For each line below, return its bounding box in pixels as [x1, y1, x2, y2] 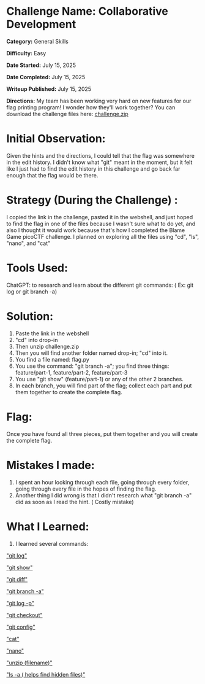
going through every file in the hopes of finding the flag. [15, 485, 157, 492]
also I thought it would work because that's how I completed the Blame [6, 226, 185, 234]
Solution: [6, 309, 54, 323]
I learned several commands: [15, 540, 89, 547]
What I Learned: [6, 519, 89, 534]
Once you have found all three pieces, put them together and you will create [6, 430, 198, 437]
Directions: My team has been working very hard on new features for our [6, 97, 192, 104]
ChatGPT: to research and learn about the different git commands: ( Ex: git [6, 281, 194, 289]
